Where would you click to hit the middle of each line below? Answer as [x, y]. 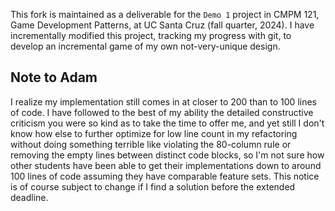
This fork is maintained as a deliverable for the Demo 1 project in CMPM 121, [165, 14]
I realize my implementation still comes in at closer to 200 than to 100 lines [163, 101]
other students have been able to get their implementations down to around [166, 165]
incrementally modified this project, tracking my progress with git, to [151, 35]
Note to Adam [54, 77]
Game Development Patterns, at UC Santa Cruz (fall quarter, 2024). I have [162, 25]
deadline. [29, 197]
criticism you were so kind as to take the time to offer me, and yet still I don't [167, 123]
